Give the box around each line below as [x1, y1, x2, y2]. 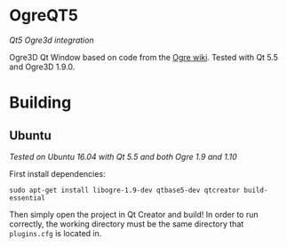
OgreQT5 [9, 5, 78, 26]
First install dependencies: [9, 168, 106, 179]
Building [9, 92, 72, 113]
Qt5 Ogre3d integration [9, 35, 95, 45]
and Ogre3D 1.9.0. [9, 61, 76, 72]
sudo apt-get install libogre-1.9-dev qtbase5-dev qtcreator [9, 186, 241, 195]
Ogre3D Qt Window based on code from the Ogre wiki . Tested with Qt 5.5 [9, 52, 278, 62]
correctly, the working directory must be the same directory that [9, 219, 244, 229]
